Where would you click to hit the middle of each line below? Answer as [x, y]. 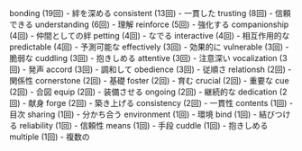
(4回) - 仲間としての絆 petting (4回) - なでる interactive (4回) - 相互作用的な [150, 36]
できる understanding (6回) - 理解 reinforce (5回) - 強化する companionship [149, 24]
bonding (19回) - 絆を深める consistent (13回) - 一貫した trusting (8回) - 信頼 [150, 13]
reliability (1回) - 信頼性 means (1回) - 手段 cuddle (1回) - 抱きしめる [144, 125]
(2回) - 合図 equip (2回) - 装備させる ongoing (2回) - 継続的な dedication [143, 92]
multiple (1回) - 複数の [50, 137]
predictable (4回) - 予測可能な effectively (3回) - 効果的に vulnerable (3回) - [150, 47]
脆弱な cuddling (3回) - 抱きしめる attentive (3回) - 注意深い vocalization [143, 58]
